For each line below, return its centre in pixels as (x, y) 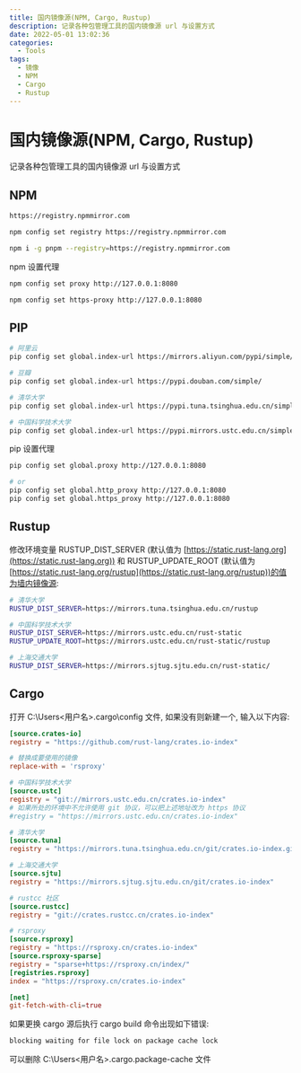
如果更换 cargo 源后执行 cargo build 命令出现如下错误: (109, 1024)
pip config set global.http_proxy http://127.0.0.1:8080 (118, 490)
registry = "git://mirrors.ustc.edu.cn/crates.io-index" (118, 799)
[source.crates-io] (46, 734)
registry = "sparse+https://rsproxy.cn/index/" (100, 964)
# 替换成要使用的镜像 (43, 758)
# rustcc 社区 (34, 898)
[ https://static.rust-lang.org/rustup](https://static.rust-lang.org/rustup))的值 (148, 572)
